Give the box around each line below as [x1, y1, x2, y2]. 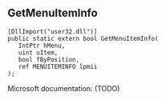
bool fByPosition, [18, 55, 80, 63]
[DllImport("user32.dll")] [7, 27, 98, 35]
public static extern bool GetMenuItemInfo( [7, 34, 159, 42]
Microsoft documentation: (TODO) [7, 83, 120, 93]
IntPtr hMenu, [18, 42, 66, 50]
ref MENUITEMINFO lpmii [18, 62, 98, 70]
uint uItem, [18, 48, 59, 57]
